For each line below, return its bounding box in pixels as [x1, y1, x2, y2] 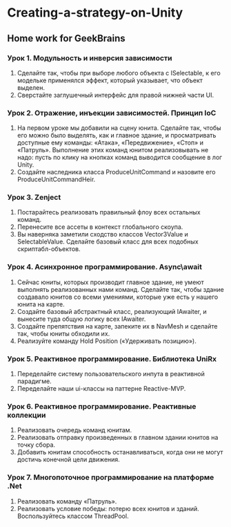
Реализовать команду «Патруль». [17, 497, 117, 506]
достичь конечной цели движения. [17, 455, 121, 464]
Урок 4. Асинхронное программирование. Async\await [7, 262, 202, 272]
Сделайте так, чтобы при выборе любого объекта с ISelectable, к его [17, 68, 221, 77]
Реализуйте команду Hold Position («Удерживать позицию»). [17, 337, 197, 345]
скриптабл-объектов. [17, 245, 81, 253]
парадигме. [17, 377, 52, 385]
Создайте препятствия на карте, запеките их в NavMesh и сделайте [17, 322, 218, 330]
